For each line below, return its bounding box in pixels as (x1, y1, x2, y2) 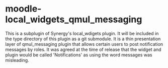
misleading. (5, 57, 29, 63)
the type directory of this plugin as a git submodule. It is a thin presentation (5, 36, 161, 42)
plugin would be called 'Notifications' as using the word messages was (5, 51, 152, 58)
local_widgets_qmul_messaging (5, 14, 142, 25)
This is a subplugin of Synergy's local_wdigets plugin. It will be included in (5, 30, 159, 36)
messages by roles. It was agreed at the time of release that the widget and (5, 46, 162, 52)
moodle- (5, 3, 42, 15)
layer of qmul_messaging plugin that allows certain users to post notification (5, 41, 163, 47)
